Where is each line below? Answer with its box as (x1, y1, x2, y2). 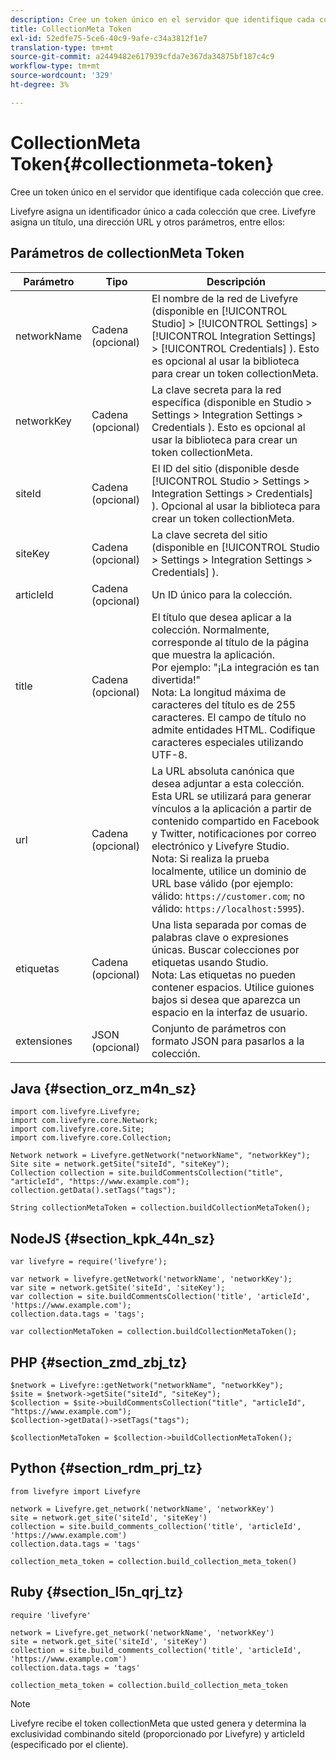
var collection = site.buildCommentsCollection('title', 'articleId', (10, 1292, 311, 1302)
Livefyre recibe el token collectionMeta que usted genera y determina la (10, 1717, 307, 1729)
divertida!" (151, 672, 201, 686)
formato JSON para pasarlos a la (151, 1034, 305, 1048)
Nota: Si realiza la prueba (151, 851, 270, 865)
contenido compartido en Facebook (151, 814, 320, 828)
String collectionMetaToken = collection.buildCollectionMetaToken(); (10, 1203, 311, 1213)
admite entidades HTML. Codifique (151, 722, 316, 736)
